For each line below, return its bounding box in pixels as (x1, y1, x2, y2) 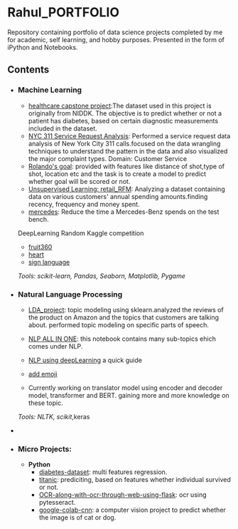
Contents (7, 63, 50, 76)
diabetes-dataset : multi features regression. (38, 468, 168, 476)
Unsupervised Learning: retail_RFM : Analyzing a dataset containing (28, 185, 225, 193)
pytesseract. (38, 498, 76, 507)
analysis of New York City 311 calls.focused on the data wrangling (28, 139, 221, 148)
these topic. (28, 399, 63, 407)
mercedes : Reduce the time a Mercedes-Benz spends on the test (28, 207, 220, 216)
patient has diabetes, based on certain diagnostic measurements (28, 116, 219, 125)
